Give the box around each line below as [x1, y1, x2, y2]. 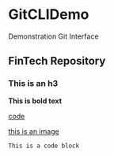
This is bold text [8, 96, 62, 106]
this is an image [8, 126, 59, 136]
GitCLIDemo [8, 6, 89, 24]
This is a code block [8, 142, 80, 150]
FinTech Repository [8, 54, 106, 68]
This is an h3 [8, 78, 59, 89]
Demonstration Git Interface [8, 32, 99, 41]
